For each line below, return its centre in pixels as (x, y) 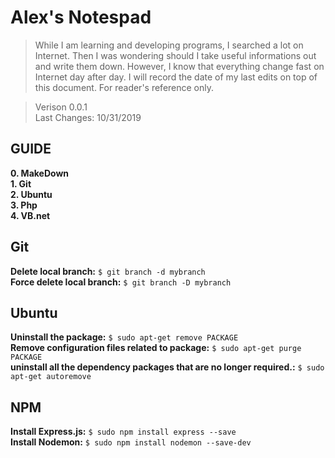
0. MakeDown (40, 173)
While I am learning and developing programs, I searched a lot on (169, 45)
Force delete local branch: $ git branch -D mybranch (121, 282)
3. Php (24, 205)
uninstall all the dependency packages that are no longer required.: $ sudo (167, 367)
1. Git (21, 183)
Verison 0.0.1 (61, 107)
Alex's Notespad (81, 17)
